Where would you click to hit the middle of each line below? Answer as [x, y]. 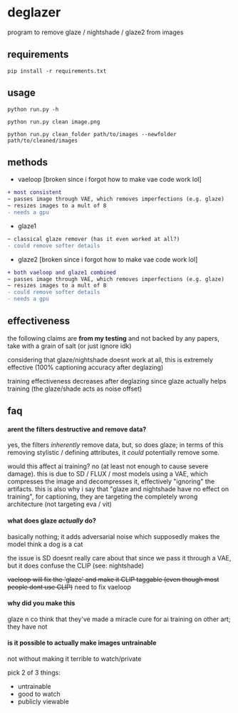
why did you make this [41, 603]
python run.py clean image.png [54, 122]
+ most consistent [35, 193]
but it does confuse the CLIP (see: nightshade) [76, 565]
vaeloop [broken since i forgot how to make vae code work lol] [109, 180]
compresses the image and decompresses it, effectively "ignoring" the [111, 481]
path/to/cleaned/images [43, 140]
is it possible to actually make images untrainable [82, 643]
